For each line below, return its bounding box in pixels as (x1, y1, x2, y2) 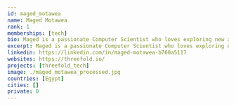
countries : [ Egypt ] (7, 75, 65, 82)
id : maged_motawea (7, 10, 61, 17)
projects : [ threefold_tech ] (7, 62, 90, 69)
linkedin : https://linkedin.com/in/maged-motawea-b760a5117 (7, 50, 188, 56)
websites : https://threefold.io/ (7, 56, 105, 63)
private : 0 (7, 88, 39, 95)
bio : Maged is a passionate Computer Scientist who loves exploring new (7, 36, 225, 43)
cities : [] (7, 82, 39, 89)
